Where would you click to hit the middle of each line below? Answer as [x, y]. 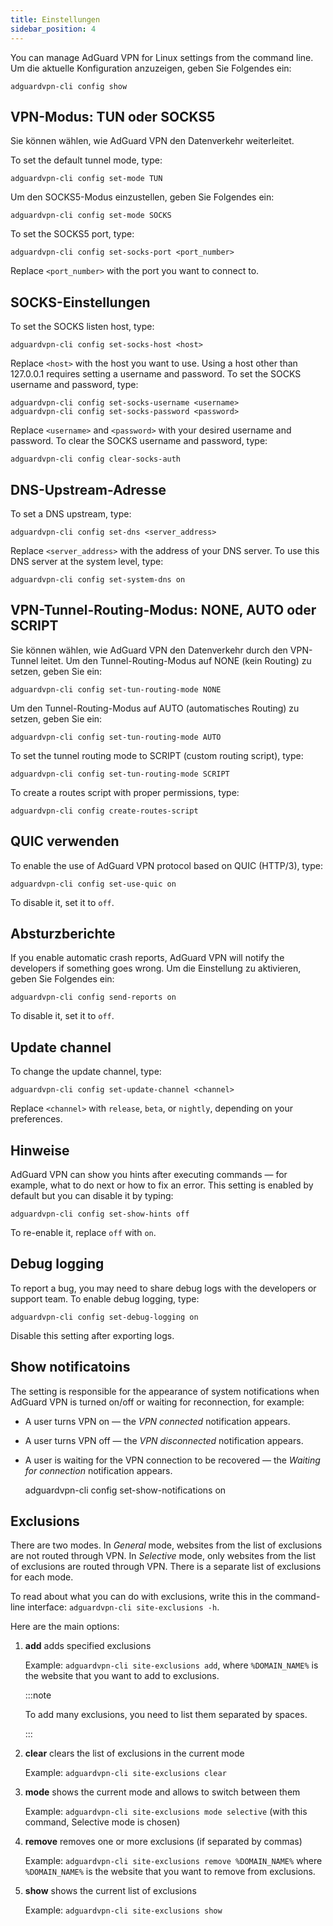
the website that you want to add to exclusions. [122, 1676]
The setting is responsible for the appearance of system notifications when [165, 1391]
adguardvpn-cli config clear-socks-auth [96, 459]
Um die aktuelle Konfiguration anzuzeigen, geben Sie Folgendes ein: [151, 68]
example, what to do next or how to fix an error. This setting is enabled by [162, 1185]
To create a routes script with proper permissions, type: [125, 792]
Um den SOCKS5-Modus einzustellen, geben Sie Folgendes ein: [142, 197]
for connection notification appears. [98, 1470]
